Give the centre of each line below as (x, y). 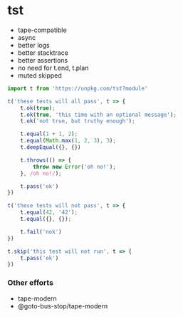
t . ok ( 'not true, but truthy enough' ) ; (78, 121)
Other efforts (30, 283)
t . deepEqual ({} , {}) (51, 147)
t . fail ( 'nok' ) (41, 232)
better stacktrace (43, 53)
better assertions (43, 60)
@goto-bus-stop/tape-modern (63, 306)
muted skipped (40, 75)
